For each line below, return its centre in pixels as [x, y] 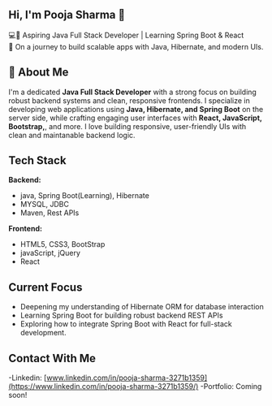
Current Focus [45, 287]
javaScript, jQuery [50, 253]
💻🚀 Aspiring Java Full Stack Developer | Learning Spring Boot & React [126, 35]
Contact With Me [52, 358]
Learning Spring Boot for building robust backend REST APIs [121, 315]
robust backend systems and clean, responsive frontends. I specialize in [129, 100]
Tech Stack [37, 160]
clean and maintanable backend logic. [72, 135]
